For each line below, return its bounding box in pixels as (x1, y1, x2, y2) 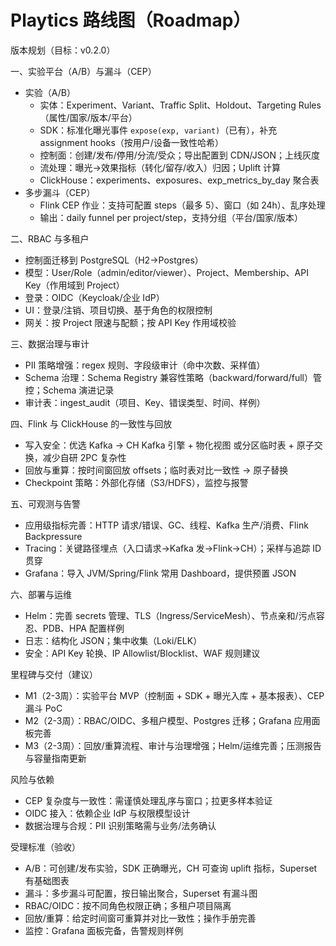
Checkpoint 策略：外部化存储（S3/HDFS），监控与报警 (24, 476, 249, 488)
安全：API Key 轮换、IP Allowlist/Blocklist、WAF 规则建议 (24, 647, 261, 659)
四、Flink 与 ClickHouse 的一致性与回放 (10, 417, 173, 430)
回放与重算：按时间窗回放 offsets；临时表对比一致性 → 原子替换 (24, 464, 289, 476)
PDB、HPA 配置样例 (42, 622, 125, 634)
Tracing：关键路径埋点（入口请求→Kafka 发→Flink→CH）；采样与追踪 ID (24, 542, 322, 554)
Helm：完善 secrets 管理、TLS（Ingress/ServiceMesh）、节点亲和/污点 (24, 609, 317, 621)
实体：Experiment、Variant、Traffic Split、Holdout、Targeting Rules (39, 99, 322, 111)
